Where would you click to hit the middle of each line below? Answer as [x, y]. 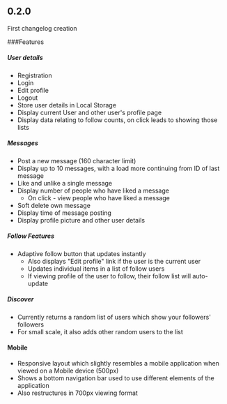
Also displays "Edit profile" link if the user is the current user [114, 261]
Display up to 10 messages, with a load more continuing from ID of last [118, 168]
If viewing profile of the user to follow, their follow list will [109, 276]
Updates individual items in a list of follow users [96, 269]
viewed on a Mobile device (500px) [68, 371]
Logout [28, 98]
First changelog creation [42, 28]
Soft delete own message [54, 205]
